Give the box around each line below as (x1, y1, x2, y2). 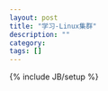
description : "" (9, 30, 70, 39)
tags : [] (9, 47, 42, 56)
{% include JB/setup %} (9, 71, 99, 82)
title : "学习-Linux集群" (9, 22, 97, 31)
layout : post (9, 13, 58, 23)
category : (9, 38, 47, 48)
